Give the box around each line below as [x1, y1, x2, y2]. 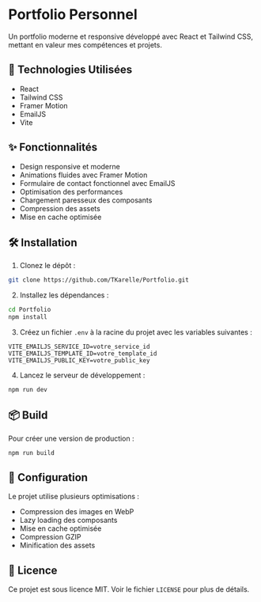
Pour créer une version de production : [8, 434, 134, 443]
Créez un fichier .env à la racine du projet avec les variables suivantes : [19, 328, 253, 337]
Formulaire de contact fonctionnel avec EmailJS [19, 178, 176, 187]
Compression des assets [19, 203, 100, 213]
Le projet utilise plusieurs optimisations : [8, 492, 140, 502]
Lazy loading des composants [19, 516, 118, 525]
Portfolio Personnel [8, 6, 138, 24]
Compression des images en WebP [19, 507, 134, 517]
